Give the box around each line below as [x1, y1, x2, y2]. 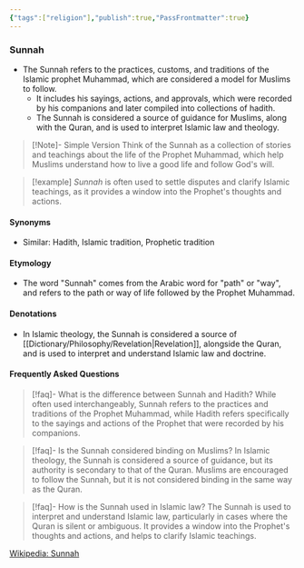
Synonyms [9, 216, 52, 227]
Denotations [9, 308, 57, 319]
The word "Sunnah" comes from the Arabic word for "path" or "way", [22, 278, 281, 289]
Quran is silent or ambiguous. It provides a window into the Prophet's [31, 520, 290, 532]
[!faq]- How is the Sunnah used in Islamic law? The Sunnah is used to [31, 501, 292, 512]
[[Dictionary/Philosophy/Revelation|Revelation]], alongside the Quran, [22, 338, 282, 349]
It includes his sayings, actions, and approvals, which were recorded [35, 93, 292, 104]
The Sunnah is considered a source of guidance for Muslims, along [35, 112, 288, 123]
